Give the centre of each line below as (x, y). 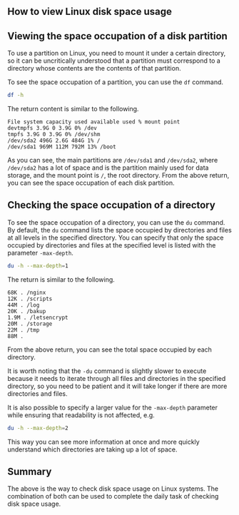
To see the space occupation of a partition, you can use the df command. (115, 82)
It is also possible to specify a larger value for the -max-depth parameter (113, 407)
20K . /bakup (27, 311)
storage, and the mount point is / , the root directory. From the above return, (118, 175)
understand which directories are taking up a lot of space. (92, 449)
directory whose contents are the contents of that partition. (94, 68)
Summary (30, 472)
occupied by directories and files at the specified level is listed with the (112, 245)
